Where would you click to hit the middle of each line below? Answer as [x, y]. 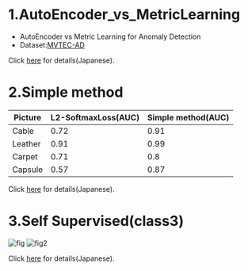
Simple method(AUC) [188, 117]
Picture [27, 117]
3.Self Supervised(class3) [96, 221]
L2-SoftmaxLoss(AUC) [95, 117]
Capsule [28, 170]
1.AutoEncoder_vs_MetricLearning [124, 15]
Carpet [25, 156]
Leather [27, 143]
